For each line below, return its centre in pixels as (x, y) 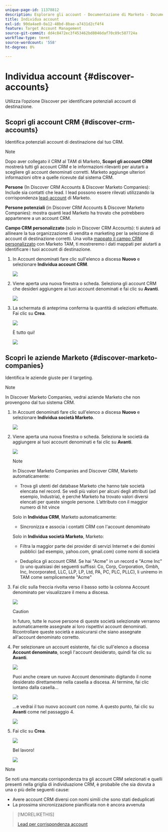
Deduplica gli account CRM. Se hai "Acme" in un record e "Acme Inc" (91, 561)
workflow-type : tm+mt (28, 38)
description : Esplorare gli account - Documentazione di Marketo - (77, 15)
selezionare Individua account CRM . (50, 265)
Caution (20, 612)
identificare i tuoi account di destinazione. (48, 250)
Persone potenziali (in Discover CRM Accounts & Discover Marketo (75, 208)
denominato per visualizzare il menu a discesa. (60, 592)
